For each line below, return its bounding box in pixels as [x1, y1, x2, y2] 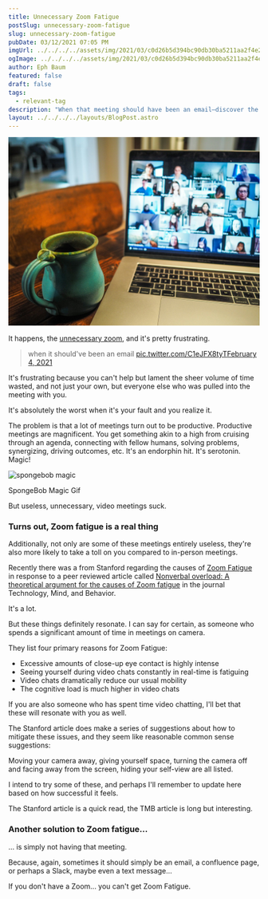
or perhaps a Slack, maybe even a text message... [8, 865, 173, 875]
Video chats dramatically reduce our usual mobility [19, 676, 187, 685]
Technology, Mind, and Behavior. [8, 589, 116, 598]
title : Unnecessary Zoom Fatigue [8, 13, 120, 21]
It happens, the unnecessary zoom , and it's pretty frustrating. [8, 333, 211, 343]
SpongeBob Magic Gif [8, 486, 81, 495]
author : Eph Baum [8, 64, 66, 72]
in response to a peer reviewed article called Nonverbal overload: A [8, 571, 230, 582]
